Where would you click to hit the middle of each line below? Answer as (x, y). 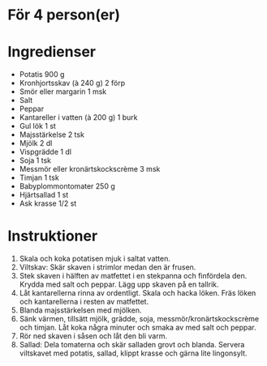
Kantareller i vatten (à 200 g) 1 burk (78, 117)
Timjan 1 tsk (39, 178)
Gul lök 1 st (37, 126)
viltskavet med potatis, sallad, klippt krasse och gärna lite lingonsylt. (133, 353)
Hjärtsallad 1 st (44, 195)
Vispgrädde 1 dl (45, 152)
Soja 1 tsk (35, 160)
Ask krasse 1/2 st (48, 203)
